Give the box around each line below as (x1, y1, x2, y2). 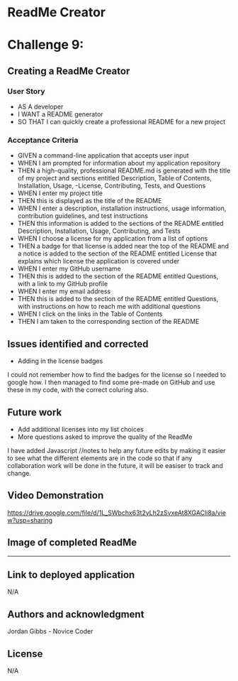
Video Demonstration (7, 489, 104, 501)
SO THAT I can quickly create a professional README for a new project (17, 118, 225, 126)
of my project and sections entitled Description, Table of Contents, (17, 174, 212, 182)
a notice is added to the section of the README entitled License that (17, 249, 217, 258)
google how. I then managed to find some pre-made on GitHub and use (7, 378, 215, 387)
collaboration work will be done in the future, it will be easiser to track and (7, 461, 223, 469)
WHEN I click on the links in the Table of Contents (17, 310, 163, 318)
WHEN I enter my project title (17, 189, 103, 197)
